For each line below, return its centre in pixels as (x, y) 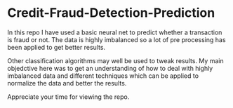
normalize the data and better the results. (67, 83)
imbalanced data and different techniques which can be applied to (103, 76)
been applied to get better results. (56, 47)
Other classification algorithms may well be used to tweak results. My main (115, 60)
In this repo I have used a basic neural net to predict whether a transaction (115, 32)
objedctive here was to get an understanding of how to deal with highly (110, 68)
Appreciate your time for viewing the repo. (68, 97)
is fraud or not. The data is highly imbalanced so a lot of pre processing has (116, 39)
